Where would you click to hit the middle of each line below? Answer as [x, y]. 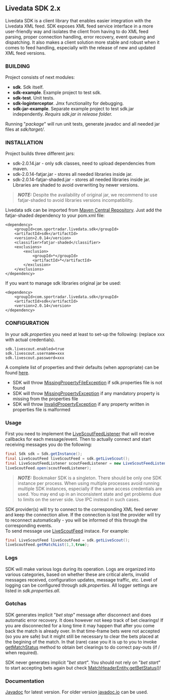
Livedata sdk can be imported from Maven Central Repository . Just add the [83, 210]
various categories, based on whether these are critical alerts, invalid [77, 574]
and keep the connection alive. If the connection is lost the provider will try [83, 514]
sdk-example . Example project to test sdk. [57, 93]
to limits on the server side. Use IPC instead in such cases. [79, 499]
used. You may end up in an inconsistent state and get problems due [89, 494]
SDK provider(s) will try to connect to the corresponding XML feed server [82, 509]
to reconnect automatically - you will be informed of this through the [76, 520]
